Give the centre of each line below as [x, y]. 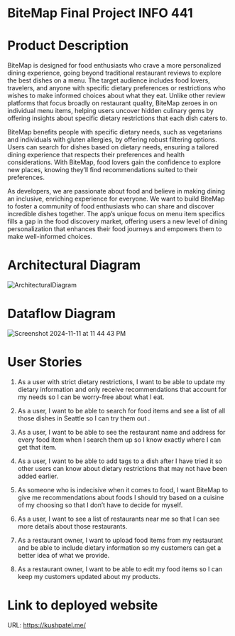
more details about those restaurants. [72, 526]
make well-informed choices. [50, 237]
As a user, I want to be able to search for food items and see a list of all [121, 410]
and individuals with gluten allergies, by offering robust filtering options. [113, 139]
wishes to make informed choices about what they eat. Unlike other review [116, 96]
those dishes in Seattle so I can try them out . [84, 418]
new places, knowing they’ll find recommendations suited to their [103, 170]
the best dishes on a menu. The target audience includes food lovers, [109, 80]
